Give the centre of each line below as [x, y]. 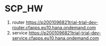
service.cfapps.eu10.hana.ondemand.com [55, 38]
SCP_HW [24, 9]
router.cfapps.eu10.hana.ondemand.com [54, 27]
